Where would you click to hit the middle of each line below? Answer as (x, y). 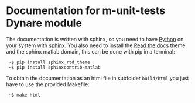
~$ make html (25, 95)
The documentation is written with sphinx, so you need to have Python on (95, 39)
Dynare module (44, 23)
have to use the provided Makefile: (48, 84)
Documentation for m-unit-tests (86, 11)
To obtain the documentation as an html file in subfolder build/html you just (97, 78)
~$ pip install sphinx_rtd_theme (49, 62)
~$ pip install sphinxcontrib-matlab (54, 67)
